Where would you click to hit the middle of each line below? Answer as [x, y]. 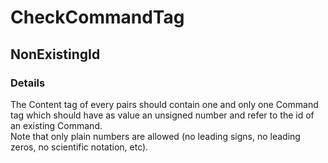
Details [28, 83]
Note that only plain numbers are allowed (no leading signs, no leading [155, 136]
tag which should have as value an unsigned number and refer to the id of [162, 115]
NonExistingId [55, 54]
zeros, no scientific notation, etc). [79, 147]
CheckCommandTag [97, 17]
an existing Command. [56, 125]
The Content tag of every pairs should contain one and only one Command [164, 104]
